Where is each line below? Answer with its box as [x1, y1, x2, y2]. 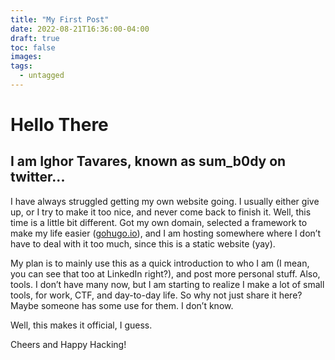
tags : [10, 61, 33, 71]
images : [10, 52, 43, 62]
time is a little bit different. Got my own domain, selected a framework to [10, 216, 308, 228]
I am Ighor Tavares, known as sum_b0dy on [10, 153, 287, 170]
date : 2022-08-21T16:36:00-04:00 [10, 24, 150, 34]
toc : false [10, 42, 56, 53]
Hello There [10, 114, 109, 136]
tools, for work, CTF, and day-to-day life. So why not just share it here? [10, 289, 303, 301]
